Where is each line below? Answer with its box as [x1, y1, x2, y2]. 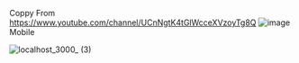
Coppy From [9, 8, 56, 18]
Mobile [9, 27, 35, 37]
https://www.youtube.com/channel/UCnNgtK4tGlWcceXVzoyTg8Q [9, 17, 257, 28]
